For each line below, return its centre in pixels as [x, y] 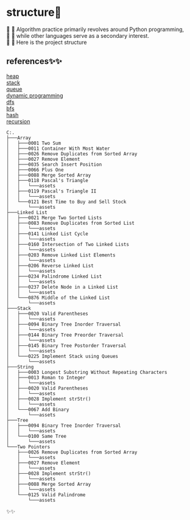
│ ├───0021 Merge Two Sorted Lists [54, 218]
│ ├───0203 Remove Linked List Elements [61, 255]
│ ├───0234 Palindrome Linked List [54, 276]
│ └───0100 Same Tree [37, 436]
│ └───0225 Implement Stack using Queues [62, 356]
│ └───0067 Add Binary [38, 409]
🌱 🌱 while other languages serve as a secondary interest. [78, 35]
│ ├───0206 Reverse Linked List [50, 265]
